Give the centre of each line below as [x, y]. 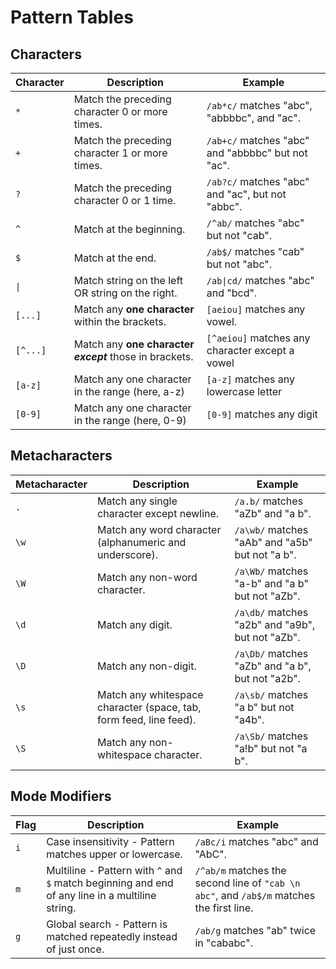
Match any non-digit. [147, 666]
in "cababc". [223, 943]
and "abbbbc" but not [257, 153]
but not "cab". [239, 235]
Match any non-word [147, 577]
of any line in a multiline [101, 895]
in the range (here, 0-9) [130, 420]
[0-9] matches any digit [262, 414]
